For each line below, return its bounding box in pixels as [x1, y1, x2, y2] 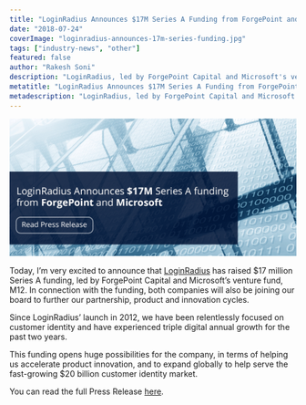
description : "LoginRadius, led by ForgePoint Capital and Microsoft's [9, 73, 287, 82]
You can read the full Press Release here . [9, 386, 164, 397]
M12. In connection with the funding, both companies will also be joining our [9, 285, 295, 296]
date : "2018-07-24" [9, 24, 84, 34]
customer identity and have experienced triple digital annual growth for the [9, 322, 291, 333]
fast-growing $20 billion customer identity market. [9, 369, 199, 379]
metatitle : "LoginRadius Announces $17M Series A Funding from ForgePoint [9, 82, 300, 91]
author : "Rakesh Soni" [9, 63, 96, 72]
